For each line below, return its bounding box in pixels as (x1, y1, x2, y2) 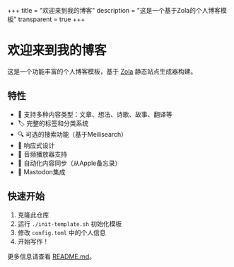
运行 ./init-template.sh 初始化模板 (17, 219, 122, 228)
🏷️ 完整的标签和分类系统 (17, 119, 89, 127)
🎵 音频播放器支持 (17, 149, 67, 158)
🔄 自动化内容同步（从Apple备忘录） (17, 159, 122, 167)
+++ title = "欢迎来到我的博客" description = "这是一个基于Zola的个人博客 (7, 6, 221, 14)
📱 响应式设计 (17, 141, 55, 149)
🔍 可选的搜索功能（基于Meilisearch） (17, 130, 128, 138)
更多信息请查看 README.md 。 (7, 252, 96, 261)
